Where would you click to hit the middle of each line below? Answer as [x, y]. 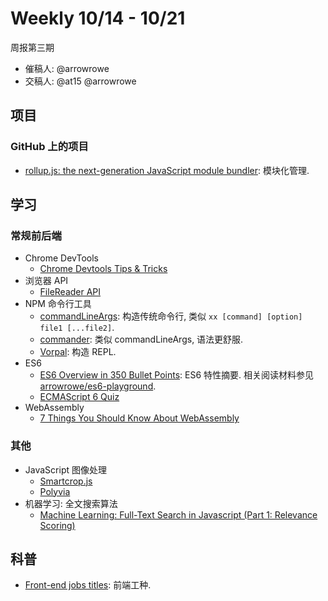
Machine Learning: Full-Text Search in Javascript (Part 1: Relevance [178, 514]
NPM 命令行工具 [58, 304]
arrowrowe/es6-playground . [98, 386]
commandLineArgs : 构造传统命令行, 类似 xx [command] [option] [171, 316]
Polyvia [55, 491]
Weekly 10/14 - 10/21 [98, 18]
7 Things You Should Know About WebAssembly [139, 418]
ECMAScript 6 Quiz [79, 397]
